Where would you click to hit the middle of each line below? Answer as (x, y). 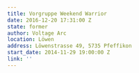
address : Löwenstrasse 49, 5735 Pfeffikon (69, 46)
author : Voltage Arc (37, 33)
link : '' (20, 59)
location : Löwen (31, 40)
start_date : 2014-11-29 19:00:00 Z (59, 53)
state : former (28, 26)
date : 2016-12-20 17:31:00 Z (49, 20)
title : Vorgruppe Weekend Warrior (57, 14)
